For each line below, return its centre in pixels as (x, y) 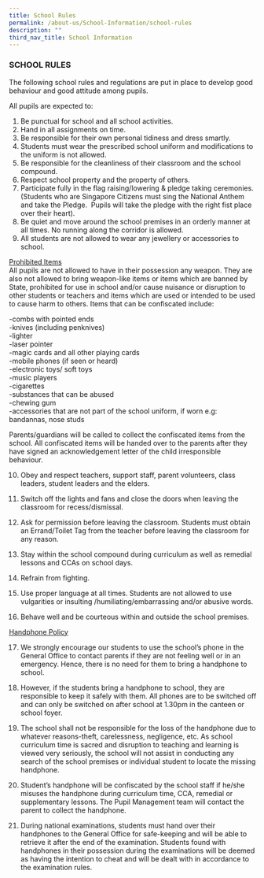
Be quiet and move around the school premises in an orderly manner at (135, 221)
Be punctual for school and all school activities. (97, 121)
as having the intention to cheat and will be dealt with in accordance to (135, 858)
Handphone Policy (39, 632)
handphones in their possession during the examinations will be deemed (137, 850)
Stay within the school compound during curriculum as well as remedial (136, 554)
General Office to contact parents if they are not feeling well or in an (130, 655)
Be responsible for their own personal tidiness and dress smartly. (125, 138)
